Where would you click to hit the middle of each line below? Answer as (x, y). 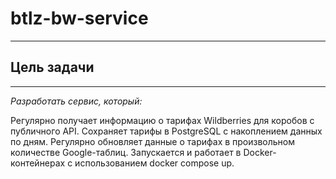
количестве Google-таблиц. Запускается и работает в (126, 152)
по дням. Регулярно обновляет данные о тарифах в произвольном (153, 141)
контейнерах (38, 163)
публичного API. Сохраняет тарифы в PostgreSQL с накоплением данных (166, 131)
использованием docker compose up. (154, 163)
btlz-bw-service (79, 18)
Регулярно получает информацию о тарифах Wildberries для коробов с (162, 120)
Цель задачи (52, 67)
